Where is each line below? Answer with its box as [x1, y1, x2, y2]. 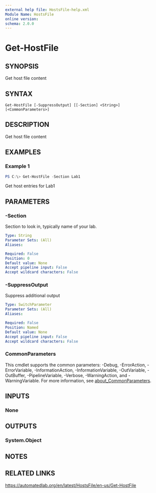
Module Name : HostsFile [5, 12, 54, 17]
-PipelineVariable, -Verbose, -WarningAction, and [27, 372, 127, 378]
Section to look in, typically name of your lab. [5, 223, 97, 229]
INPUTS [5, 392, 30, 400]
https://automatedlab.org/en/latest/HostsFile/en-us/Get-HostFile [5, 482, 137, 488]
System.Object [5, 437, 42, 444]
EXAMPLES [5, 148, 41, 157]
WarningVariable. [5, 378, 40, 383]
